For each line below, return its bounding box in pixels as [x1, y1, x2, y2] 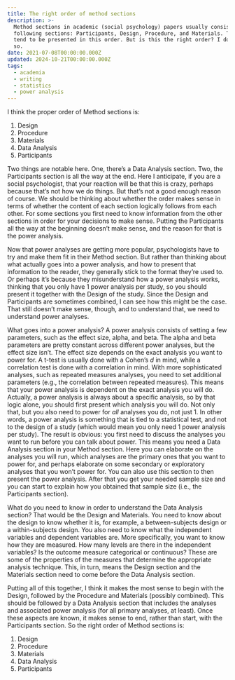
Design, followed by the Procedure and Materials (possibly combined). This [7, 592, 225, 600]
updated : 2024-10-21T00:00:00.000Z [7, 56, 111, 63]
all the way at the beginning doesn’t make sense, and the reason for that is [7, 224, 222, 233]
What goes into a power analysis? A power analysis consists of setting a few [7, 326, 227, 334]
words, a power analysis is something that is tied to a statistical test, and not [7, 415, 227, 424]
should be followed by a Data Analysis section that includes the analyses [7, 599, 217, 607]
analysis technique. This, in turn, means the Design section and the [7, 563, 201, 571]
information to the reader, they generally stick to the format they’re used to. [7, 268, 224, 276]
